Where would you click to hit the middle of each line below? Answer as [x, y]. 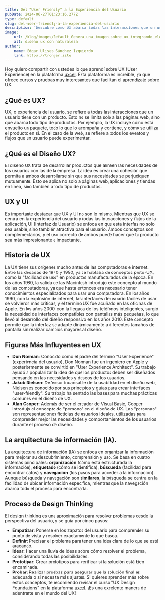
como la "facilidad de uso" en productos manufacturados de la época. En [79, 277]
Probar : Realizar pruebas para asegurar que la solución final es [76, 572]
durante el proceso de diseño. [42, 425]
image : [12, 32]
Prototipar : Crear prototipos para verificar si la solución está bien [78, 562]
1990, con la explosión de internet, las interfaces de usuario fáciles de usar [81, 298]
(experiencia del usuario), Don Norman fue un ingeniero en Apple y [80, 362]
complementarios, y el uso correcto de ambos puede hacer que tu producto [82, 234]
